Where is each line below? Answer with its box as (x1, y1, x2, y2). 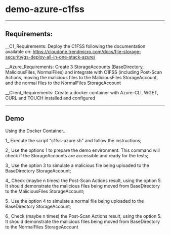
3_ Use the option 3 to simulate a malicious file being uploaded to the (5, 162, 149, 168)
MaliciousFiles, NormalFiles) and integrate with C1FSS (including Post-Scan (5, 69, 162, 75)
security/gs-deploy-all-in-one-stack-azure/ (5, 54, 96, 60)
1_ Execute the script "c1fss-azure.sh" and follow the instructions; (5, 137, 142, 143)
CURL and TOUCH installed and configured (5, 95, 95, 101)
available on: (5, 48, 32, 54)
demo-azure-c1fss (5, 4, 84, 15)
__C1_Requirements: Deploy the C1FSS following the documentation (5, 43, 146, 49)
